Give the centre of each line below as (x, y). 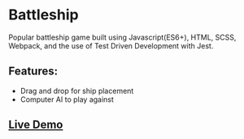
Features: (33, 72)
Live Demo (36, 125)
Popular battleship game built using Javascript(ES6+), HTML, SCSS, (122, 37)
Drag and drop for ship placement (77, 91)
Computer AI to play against (67, 99)
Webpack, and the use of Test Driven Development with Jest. (111, 45)
